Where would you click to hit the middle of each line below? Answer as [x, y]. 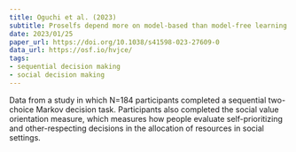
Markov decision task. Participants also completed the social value [157, 109]
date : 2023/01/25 [41, 34]
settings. [25, 137]
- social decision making [57, 75]
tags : [19, 58]
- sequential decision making [65, 67]
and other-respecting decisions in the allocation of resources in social [136, 128]
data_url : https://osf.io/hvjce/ [71, 50]
